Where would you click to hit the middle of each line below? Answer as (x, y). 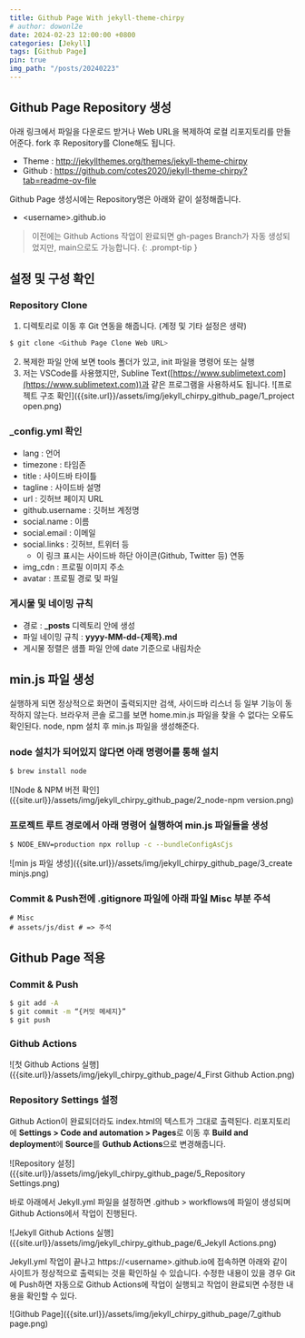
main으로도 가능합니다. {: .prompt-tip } (128, 247)
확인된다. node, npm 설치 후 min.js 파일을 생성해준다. (104, 726)
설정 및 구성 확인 (52, 279)
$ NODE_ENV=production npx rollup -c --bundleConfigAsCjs (121, 845)
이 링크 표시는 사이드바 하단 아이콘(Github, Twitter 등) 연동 (140, 555)
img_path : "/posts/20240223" (64, 69)
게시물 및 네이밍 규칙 (51, 604)
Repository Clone (49, 305)
